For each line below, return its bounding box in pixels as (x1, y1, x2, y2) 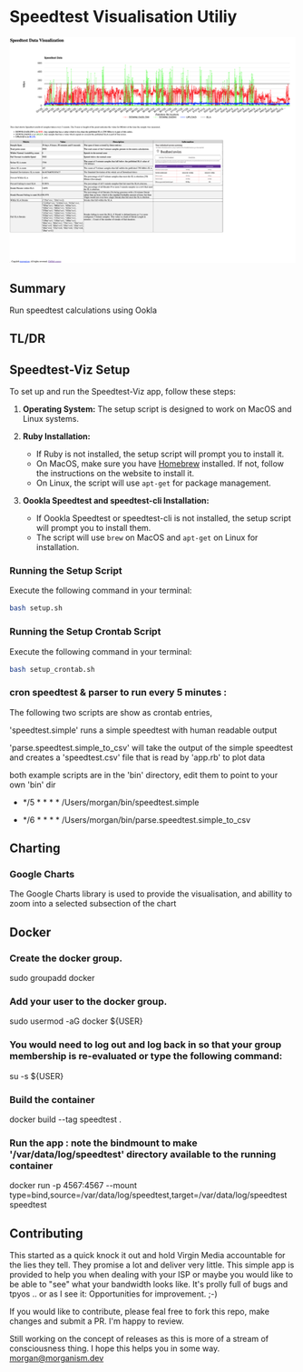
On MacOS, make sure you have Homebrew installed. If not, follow (35, 458, 284, 469)
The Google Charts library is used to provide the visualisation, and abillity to (9, 888, 293, 899)
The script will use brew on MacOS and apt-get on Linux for (35, 532, 259, 543)
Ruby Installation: (22, 431, 91, 442)
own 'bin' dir (9, 779, 56, 790)
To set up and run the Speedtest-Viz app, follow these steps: (9, 386, 236, 397)
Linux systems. (22, 414, 80, 425)
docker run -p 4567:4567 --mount (9, 1180, 138, 1191)
